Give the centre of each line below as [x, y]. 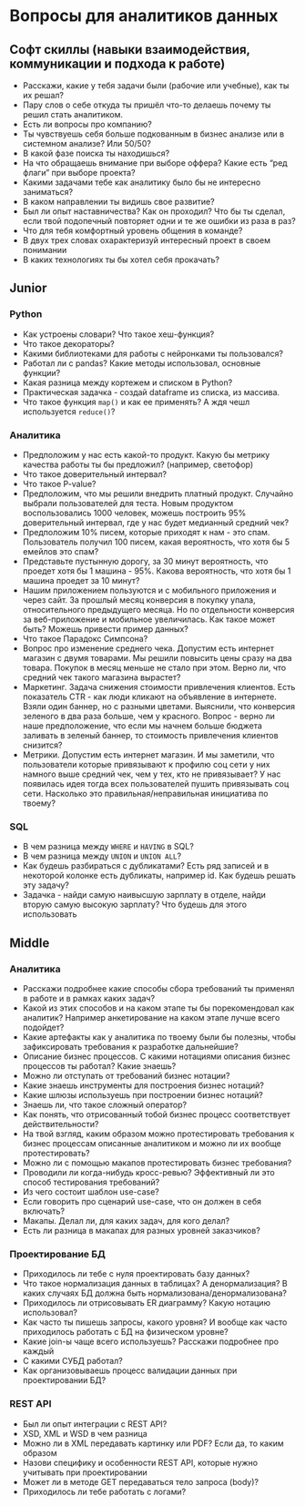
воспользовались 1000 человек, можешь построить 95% [134, 513]
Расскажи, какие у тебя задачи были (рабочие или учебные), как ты [156, 86]
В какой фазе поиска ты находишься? [96, 153]
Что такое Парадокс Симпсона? [85, 638]
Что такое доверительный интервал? [94, 473]
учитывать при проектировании [85, 1472]
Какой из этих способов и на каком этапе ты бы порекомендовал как [158, 1008]
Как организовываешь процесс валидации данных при [130, 1370]
